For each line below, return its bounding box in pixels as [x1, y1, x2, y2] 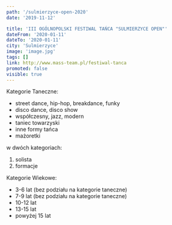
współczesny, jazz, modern [15, 112, 84, 120]
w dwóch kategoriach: [6, 144, 62, 152]
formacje [15, 163, 38, 170]
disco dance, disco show [15, 106, 78, 114]
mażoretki [15, 132, 41, 139]
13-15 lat [15, 205, 37, 213]
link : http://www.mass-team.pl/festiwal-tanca [6, 59, 127, 66]
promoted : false [6, 65, 48, 72]
